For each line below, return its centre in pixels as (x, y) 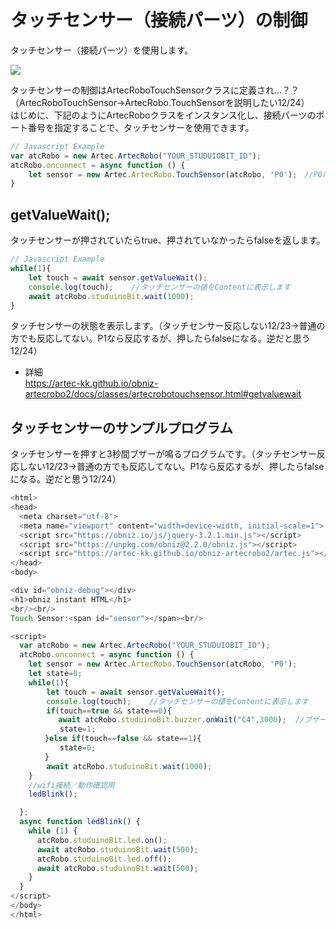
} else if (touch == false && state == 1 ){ (123, 739)
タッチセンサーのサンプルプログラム (121, 427)
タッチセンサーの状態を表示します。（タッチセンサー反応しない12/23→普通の (168, 326)
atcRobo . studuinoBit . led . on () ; (102, 840)
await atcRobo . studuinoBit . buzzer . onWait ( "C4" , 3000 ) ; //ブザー (192, 720)
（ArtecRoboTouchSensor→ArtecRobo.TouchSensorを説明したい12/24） (160, 102)
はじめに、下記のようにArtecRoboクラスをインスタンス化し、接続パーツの (163, 115)
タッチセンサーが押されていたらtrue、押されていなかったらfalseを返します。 (168, 240)
